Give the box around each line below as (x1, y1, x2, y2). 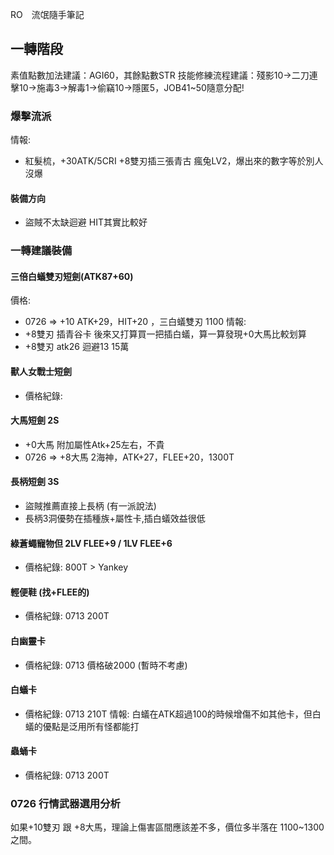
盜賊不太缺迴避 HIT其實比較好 (24, 216, 148, 228)
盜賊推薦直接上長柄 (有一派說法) (24, 500, 157, 512)
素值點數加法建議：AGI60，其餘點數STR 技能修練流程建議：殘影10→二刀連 (10, 69, 318, 81)
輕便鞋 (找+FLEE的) (10, 586, 90, 598)
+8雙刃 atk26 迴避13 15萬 (24, 341, 130, 353)
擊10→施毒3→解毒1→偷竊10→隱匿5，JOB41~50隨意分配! (10, 81, 245, 93)
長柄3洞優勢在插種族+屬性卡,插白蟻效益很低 (24, 513, 206, 525)
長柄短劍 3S (10, 476, 60, 488)
